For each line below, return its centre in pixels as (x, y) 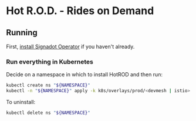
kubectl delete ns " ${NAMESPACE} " (48, 113)
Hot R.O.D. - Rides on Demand (80, 11)
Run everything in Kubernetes (50, 62)
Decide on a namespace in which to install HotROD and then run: (85, 75)
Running (22, 33)
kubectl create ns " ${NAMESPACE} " (48, 85)
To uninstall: (21, 102)
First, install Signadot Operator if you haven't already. (70, 46)
